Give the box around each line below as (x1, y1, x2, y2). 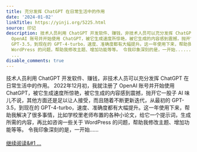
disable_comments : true (6, 58, 64, 63)
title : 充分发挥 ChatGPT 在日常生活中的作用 (6, 8, 106, 15)
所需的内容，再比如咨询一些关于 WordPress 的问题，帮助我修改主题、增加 (6, 119, 185, 126)
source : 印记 (6, 25, 36, 31)
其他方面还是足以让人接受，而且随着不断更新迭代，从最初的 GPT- (26, 96, 185, 103)
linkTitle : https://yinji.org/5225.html (6, 19, 107, 25)
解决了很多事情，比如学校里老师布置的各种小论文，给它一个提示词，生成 (16, 111, 191, 118)
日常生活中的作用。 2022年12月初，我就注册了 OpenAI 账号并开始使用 (6, 82, 175, 89)
